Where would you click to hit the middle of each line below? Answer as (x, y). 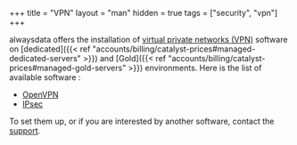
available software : (45, 77)
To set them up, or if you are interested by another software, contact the (142, 121)
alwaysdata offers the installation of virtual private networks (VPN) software (148, 40)
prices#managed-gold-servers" (68, 68)
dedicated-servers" (45, 58)
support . (25, 131)
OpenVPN (40, 94)
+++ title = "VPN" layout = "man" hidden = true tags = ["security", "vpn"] (144, 13)
